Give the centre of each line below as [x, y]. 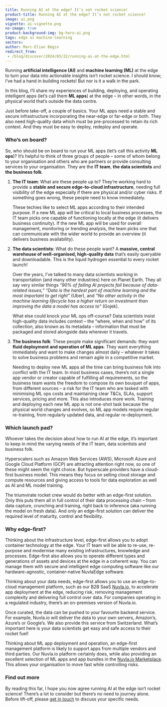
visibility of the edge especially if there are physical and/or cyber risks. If [87, 192]
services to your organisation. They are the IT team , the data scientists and [83, 167]
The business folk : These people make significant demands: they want [85, 341]
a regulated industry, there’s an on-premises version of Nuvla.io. [71, 603]
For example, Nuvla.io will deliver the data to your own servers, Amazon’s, [81, 618]
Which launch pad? [29, 427]
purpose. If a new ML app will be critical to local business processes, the [87, 212]
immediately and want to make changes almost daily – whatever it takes [86, 352]
